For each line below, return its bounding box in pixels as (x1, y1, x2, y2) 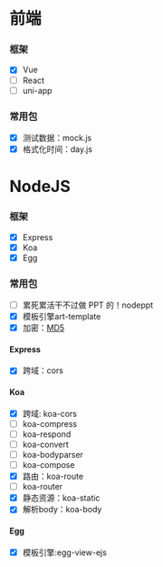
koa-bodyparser (22, 449, 84, 460)
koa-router (22, 481, 63, 492)
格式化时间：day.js (22, 144, 93, 155)
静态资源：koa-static (22, 492, 101, 503)
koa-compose (22, 460, 75, 471)
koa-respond (22, 429, 72, 440)
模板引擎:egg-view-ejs (22, 547, 107, 558)
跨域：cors (22, 365, 63, 376)
